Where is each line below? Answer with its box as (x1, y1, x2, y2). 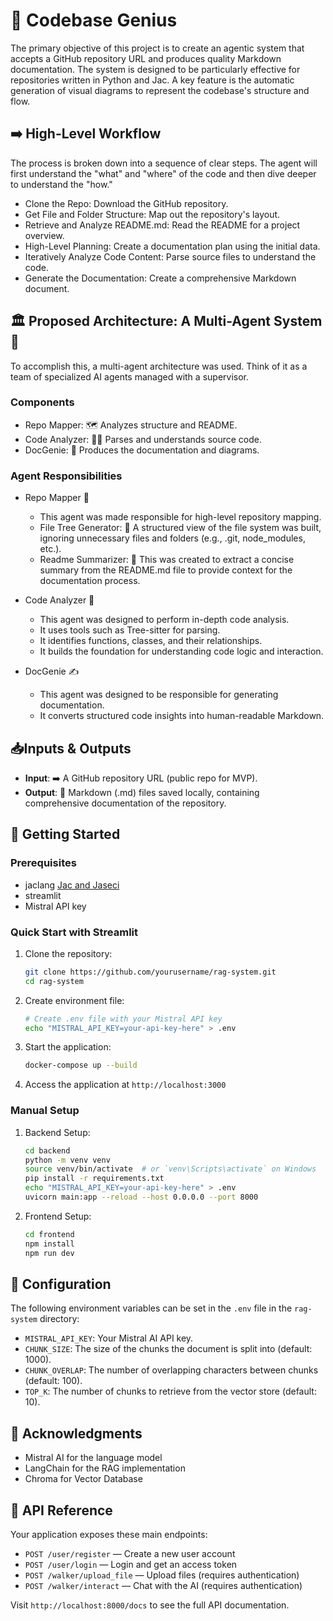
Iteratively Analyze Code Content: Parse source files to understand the (24, 250, 317, 263)
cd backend (24, 1145, 71, 1156)
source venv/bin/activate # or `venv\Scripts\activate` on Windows (24, 1164, 317, 1174)
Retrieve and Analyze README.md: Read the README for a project (24, 219, 301, 231)
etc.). (39, 543, 62, 555)
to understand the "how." (10, 178, 113, 190)
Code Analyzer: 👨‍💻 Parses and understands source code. (24, 433, 263, 445)
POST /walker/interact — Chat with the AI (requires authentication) (24, 1579, 303, 1591)
